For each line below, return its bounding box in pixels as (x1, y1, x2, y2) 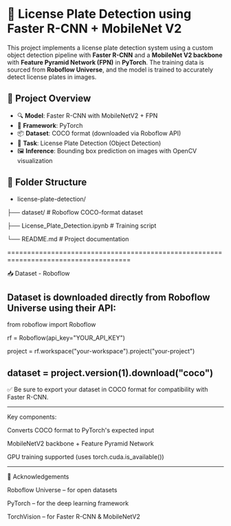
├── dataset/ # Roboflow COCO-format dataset (7, 208, 143, 216)
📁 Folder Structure (7, 177, 87, 188)
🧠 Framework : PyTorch (16, 121, 83, 129)
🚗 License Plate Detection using (7, 6, 192, 22)
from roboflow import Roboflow (7, 320, 96, 329)
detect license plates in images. (7, 72, 97, 81)
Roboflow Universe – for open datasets (7, 486, 118, 494)
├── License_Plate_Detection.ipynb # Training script (7, 221, 157, 230)
